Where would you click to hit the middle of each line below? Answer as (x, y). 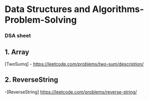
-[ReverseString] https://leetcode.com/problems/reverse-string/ (71, 92)
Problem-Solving (41, 20)
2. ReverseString (31, 80)
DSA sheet (18, 36)
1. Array (17, 52)
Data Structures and (48, 9)
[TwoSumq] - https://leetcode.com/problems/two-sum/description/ (74, 64)
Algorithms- (118, 9)
